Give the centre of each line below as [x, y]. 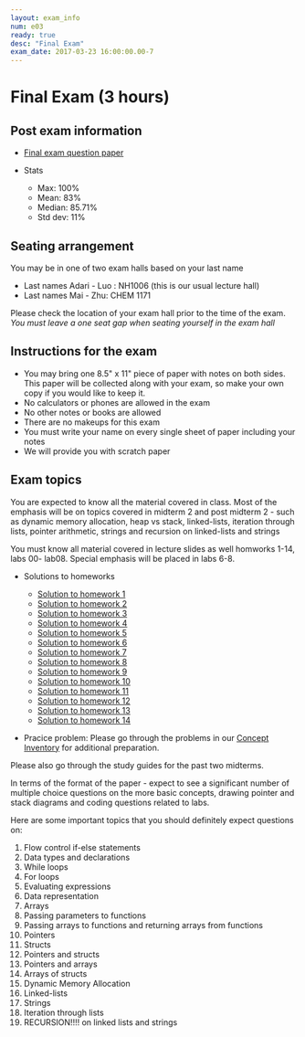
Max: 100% [58, 188]
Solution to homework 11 [83, 691]
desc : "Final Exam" [47, 43]
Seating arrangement [72, 246]
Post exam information [76, 130]
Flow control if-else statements [82, 847]
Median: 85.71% [68, 207]
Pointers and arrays [61, 964]
